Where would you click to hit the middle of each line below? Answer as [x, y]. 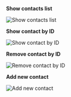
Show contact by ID [30, 31]
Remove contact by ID [33, 54]
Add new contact [27, 77]
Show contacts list [29, 9]
